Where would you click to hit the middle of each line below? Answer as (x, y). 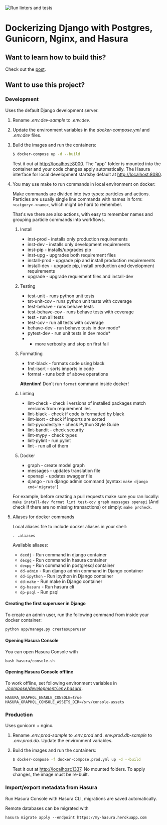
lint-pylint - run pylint (49, 440)
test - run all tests (46, 317)
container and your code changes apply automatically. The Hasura (81, 169)
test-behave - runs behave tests (61, 306)
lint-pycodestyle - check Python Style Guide (73, 424)
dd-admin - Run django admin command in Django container (81, 570)
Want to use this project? (45, 85)
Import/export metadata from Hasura (51, 787)
